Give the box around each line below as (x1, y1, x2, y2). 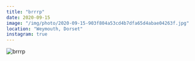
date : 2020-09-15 (6, 14, 51, 21)
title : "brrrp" (6, 8, 45, 15)
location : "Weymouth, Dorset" (6, 25, 83, 32)
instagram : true (6, 31, 48, 37)
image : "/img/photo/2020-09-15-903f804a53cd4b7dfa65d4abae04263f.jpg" (6, 20, 190, 26)
